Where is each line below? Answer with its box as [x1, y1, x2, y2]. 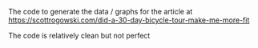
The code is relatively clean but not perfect [8, 31, 151, 40]
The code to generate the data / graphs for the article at [8, 7, 193, 16]
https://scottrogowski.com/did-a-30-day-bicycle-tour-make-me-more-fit [8, 15, 250, 25]
